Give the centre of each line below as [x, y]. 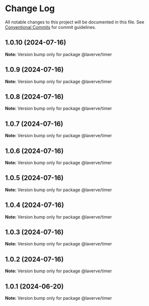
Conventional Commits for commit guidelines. [50, 27]
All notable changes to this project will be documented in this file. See [75, 22]
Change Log [30, 9]
